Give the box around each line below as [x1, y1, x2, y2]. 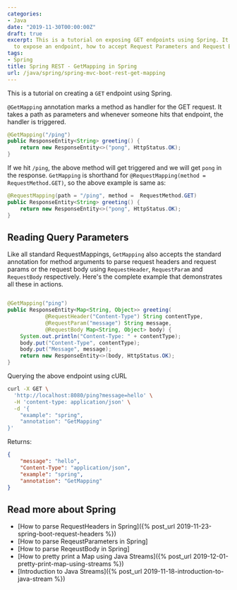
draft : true [7, 30, 42, 37]
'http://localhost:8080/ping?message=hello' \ [13, 392, 153, 399]
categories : [7, 10, 42, 18]
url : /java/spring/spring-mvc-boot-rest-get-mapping [7, 69, 166, 76]
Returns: [7, 438, 32, 446]
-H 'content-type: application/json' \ [13, 398, 131, 406]
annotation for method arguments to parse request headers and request [7, 258, 217, 266]
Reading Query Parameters [7, 231, 129, 243]
